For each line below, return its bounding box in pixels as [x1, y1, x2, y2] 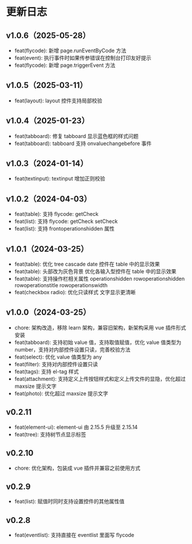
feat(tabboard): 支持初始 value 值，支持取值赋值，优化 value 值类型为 [14, 339, 181, 346]
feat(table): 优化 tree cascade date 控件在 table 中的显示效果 [14, 261, 160, 268]
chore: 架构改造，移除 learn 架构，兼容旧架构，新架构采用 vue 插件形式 [14, 324, 187, 331]
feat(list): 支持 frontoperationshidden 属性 [14, 225, 115, 232]
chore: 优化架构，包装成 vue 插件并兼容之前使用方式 [14, 464, 141, 471]
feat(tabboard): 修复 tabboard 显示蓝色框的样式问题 [14, 132, 139, 139]
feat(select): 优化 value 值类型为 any [14, 353, 102, 360]
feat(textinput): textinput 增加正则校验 [14, 175, 106, 182]
